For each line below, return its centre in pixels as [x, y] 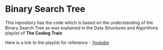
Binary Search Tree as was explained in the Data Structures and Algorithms [81, 27]
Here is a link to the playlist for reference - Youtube [57, 42]
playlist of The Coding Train [34, 33]
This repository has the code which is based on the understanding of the [79, 23]
